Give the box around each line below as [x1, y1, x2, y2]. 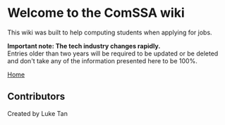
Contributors [7, 91, 66, 103]
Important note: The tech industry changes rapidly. [7, 41, 161, 50]
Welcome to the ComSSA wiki [7, 5, 185, 21]
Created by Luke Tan [7, 109, 68, 117]
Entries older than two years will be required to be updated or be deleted [7, 49, 219, 58]
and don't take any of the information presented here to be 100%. [7, 56, 197, 65]
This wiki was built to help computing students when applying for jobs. [7, 28, 213, 37]
